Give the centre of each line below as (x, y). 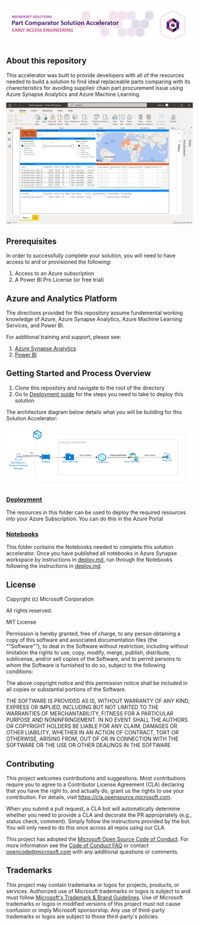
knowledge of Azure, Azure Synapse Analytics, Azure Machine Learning (94, 319)
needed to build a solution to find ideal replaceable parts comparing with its (98, 81)
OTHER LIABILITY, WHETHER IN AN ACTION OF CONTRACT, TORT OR (92, 733)
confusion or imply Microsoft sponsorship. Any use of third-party (86, 910)
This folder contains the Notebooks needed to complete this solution (90, 547)
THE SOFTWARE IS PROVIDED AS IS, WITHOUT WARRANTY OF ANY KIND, (98, 701)
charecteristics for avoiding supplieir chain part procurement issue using (95, 87)
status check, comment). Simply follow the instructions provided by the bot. (99, 821)
